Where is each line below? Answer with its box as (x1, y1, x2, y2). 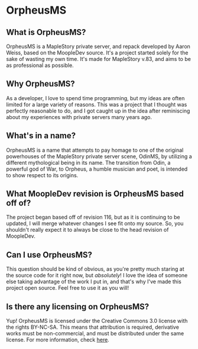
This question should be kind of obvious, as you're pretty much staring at (6, 265, 184, 273)
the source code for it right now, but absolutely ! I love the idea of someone (6, 272, 188, 279)
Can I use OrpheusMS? (6, 249, 93, 260)
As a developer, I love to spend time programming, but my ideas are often (6, 94, 185, 101)
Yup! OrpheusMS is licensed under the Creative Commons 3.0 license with (6, 318, 188, 325)
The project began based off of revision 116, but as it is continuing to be (6, 214, 180, 221)
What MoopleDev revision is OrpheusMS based (6, 189, 184, 199)
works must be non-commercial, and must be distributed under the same (6, 330, 184, 337)
